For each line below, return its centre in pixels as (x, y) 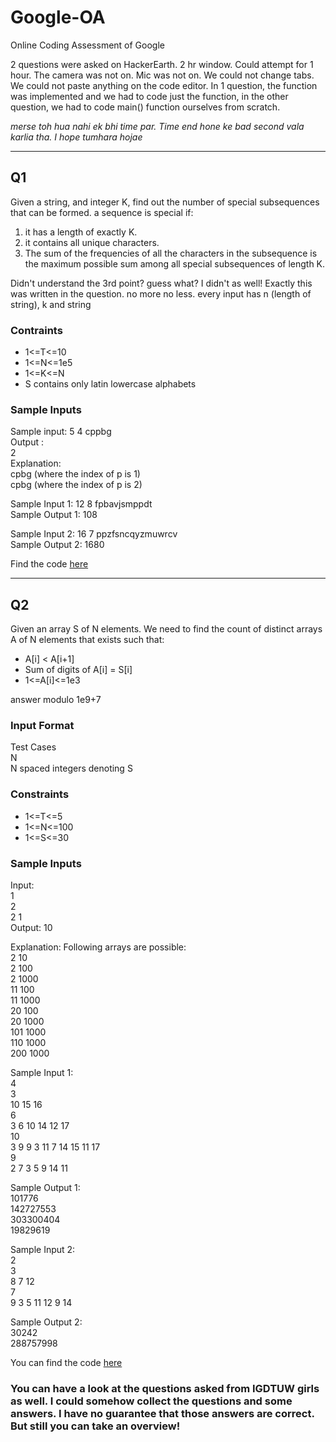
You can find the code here (66, 1363)
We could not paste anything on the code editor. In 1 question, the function (164, 85)
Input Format (42, 726)
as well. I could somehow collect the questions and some (151, 1401)
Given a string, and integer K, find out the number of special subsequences (165, 202)
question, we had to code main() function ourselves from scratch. (145, 107)
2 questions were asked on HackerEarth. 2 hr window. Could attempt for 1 (162, 64)
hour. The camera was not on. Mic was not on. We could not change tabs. (162, 75)
